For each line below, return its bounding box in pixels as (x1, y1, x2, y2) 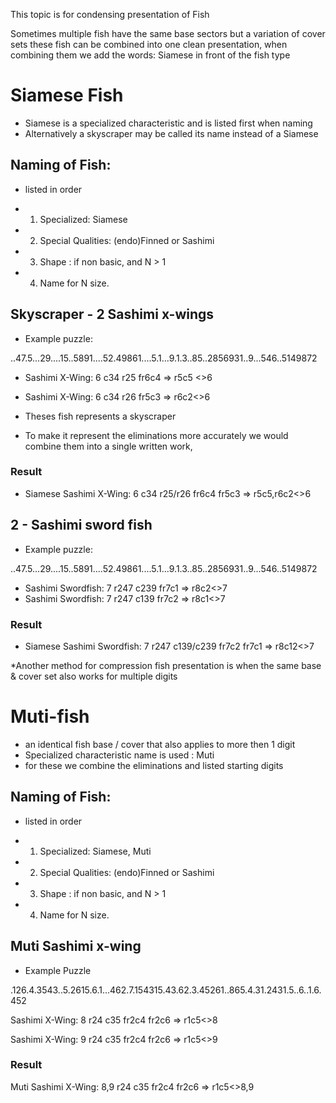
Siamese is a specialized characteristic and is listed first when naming (24, 117, 313, 129)
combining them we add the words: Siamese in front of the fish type (10, 49, 291, 61)
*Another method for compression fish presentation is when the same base (10, 659, 322, 671)
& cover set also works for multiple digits (10, 670, 178, 682)
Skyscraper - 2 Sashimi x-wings (10, 306, 215, 323)
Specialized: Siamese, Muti (39, 845, 152, 857)
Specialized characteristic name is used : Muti (24, 749, 215, 761)
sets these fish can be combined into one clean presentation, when (10, 39, 288, 50)
